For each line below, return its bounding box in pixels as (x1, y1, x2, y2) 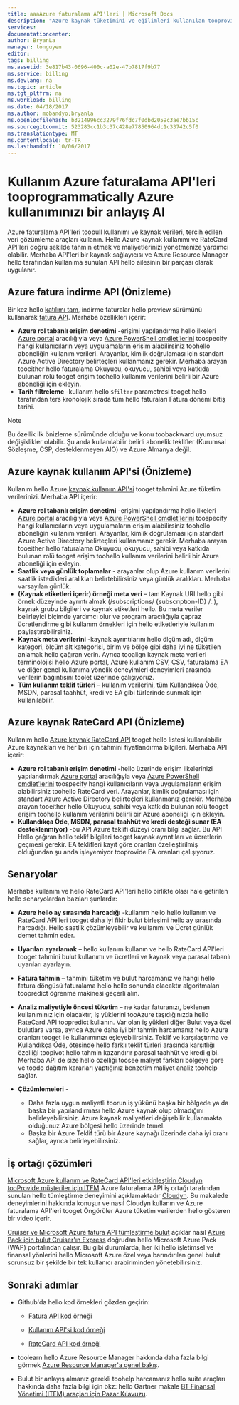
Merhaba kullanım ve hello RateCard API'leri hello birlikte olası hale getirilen (7, 887, 228, 896)
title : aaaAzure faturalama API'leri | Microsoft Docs (7, 10, 174, 18)
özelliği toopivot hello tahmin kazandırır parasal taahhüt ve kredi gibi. (17, 1048, 219, 1057)
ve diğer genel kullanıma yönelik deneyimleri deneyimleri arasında (17, 665, 211, 674)
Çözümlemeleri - (17, 1085, 69, 1093)
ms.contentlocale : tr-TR (7, 136, 81, 143)
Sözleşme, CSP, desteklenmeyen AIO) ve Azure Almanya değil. (7, 445, 191, 454)
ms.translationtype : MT (7, 130, 78, 137)
